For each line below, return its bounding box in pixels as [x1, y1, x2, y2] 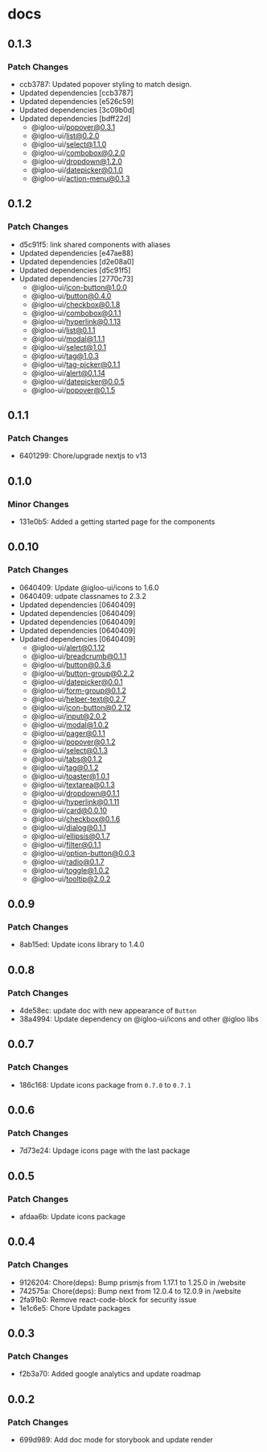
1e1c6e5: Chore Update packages [18, 1303, 131, 1313]
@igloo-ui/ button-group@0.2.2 [31, 668, 134, 678]
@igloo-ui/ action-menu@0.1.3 [31, 173, 130, 183]
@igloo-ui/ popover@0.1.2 [31, 737, 116, 747]
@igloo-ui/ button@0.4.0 [31, 291, 112, 301]
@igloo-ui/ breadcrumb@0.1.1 [31, 651, 127, 661]
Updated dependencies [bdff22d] [18, 114, 131, 123]
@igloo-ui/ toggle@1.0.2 [31, 865, 109, 875]
